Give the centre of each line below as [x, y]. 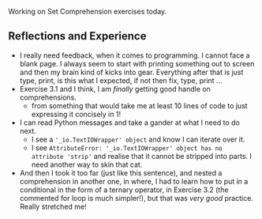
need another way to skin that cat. [87, 164]
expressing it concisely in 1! [76, 114]
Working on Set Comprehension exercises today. [88, 11]
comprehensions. [48, 97]
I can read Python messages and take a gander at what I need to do [130, 123]
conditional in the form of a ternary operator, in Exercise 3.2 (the [124, 190]
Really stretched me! [53, 206]
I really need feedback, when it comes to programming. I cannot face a [135, 55]
